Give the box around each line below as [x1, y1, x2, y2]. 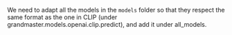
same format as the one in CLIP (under [7, 13, 118, 21]
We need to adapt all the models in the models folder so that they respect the [7, 6, 225, 14]
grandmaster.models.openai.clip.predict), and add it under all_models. [7, 21, 207, 28]
